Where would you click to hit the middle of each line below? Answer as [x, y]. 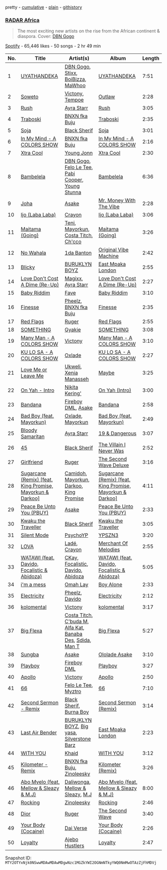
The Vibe [109, 207]
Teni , [70, 223]
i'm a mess [33, 585]
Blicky [28, 267]
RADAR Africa [22, 20]
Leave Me [32, 376]
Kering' [73, 393]
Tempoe [74, 100]
